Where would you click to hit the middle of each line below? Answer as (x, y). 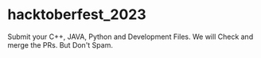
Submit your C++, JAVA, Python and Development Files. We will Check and (130, 37)
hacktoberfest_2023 (77, 15)
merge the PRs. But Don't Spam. (60, 44)
